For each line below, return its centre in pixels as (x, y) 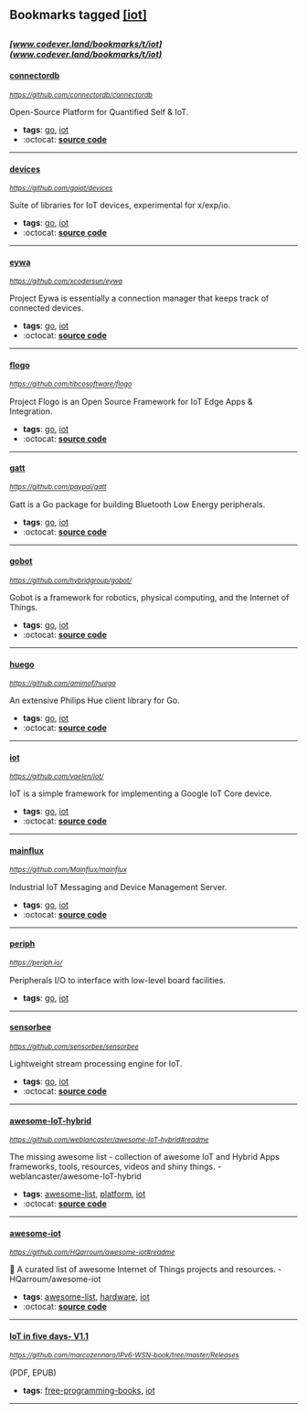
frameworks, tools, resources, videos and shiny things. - (116, 1167)
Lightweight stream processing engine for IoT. (96, 1064)
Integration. (31, 411)
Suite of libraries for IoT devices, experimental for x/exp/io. (120, 206)
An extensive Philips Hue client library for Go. (95, 701)
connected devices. (47, 308)
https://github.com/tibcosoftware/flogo (71, 384)
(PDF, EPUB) (33, 1372)
